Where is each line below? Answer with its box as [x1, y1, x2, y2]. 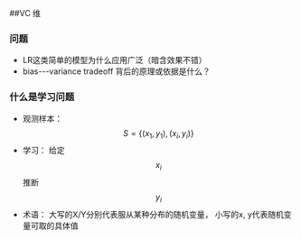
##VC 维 [9, 8, 42, 18]
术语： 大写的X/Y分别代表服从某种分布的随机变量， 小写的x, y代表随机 [22, 208, 285, 219]
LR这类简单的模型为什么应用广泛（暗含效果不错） [22, 55, 207, 66]
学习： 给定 [22, 145, 65, 156]
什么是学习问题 [9, 91, 75, 104]
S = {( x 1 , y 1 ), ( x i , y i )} [123, 127, 194, 141]
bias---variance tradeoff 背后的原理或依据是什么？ [22, 66, 211, 77]
